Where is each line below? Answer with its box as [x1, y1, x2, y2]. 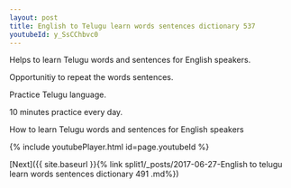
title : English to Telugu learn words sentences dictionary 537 [9, 22, 256, 31]
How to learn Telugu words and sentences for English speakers [9, 124, 245, 135]
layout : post [9, 13, 59, 22]
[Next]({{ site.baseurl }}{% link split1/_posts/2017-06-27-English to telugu [9, 159, 283, 170]
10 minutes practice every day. [9, 107, 123, 118]
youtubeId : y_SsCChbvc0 [9, 30, 99, 39]
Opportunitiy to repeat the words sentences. [9, 72, 174, 83]
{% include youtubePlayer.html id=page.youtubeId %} [9, 141, 210, 153]
